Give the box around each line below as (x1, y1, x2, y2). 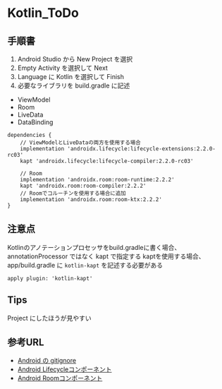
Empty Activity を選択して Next (17, 64, 108, 72)
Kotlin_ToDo (7, 5, 79, 21)
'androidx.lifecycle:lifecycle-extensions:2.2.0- (67, 145, 216, 152)
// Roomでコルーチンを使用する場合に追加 (20, 190, 127, 197)
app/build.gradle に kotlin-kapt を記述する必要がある (7, 261, 164, 269)
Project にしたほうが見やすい (7, 313, 92, 322)
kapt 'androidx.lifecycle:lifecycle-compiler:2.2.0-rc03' (20, 157, 194, 164)
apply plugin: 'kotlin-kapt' (7, 275, 93, 282)
